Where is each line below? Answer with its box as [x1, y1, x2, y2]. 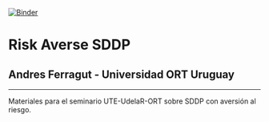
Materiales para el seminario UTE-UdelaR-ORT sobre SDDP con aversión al [8, 96, 256, 106]
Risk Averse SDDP [8, 36, 130, 54]
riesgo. [8, 105, 32, 114]
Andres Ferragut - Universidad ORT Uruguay [8, 67, 235, 81]
